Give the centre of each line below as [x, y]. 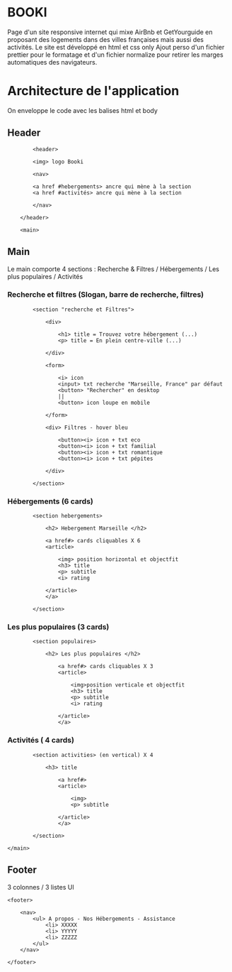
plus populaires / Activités [45, 276]
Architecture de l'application [93, 91]
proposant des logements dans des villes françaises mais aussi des [105, 39]
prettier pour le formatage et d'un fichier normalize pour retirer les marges [116, 55]
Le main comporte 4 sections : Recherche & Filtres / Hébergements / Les [113, 269]
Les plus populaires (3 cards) [58, 627]
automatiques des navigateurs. [52, 62]
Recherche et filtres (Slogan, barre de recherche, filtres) [105, 295]
